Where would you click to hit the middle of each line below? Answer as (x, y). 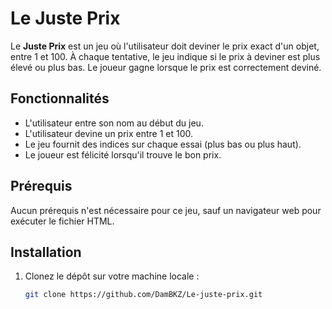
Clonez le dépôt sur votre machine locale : (112, 276)
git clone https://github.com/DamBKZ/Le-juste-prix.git (143, 295)
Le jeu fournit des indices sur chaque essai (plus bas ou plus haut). (163, 144)
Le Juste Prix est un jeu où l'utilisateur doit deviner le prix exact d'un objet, (165, 46)
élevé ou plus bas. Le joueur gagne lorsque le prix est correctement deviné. (166, 67)
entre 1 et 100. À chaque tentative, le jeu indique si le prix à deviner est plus (165, 56)
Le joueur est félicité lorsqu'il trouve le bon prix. (123, 154)
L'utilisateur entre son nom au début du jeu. (114, 123)
